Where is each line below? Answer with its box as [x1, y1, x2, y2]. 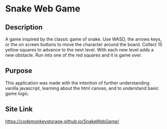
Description [5, 23, 43, 31]
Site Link [5, 105, 33, 113]
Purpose [5, 66, 33, 75]
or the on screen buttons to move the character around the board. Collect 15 [5, 41, 162, 47]
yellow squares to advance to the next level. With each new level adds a [5, 47, 154, 52]
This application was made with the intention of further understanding [5, 79, 149, 85]
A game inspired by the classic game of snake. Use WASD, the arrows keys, [5, 36, 162, 42]
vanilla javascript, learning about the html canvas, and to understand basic [5, 85, 159, 91]
